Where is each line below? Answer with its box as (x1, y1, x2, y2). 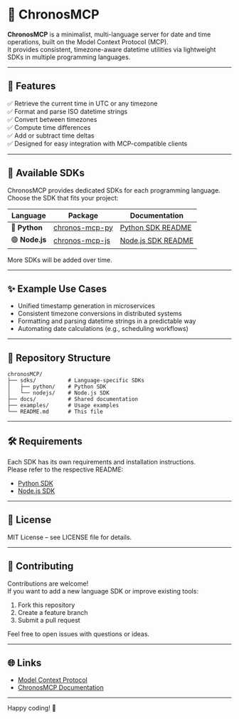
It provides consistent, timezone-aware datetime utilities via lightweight (7, 45, 216, 53)
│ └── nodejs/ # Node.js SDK (7, 389, 110, 397)
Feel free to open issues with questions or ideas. (7, 629, 150, 638)
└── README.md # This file (7, 408, 103, 416)
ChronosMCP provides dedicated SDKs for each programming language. (7, 185, 221, 195)
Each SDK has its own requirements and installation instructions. (7, 458, 196, 466)
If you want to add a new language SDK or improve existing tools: (7, 586, 199, 595)
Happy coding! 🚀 (7, 704, 57, 713)
